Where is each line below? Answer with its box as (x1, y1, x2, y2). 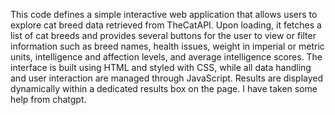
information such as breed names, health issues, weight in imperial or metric (10, 40, 325, 52)
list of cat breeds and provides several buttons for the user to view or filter (10, 30, 317, 41)
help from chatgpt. (10, 94, 87, 105)
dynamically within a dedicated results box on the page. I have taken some (10, 83, 318, 94)
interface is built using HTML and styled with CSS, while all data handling (10, 62, 312, 73)
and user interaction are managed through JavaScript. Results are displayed (10, 72, 324, 84)
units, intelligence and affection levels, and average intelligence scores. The (10, 51, 323, 63)
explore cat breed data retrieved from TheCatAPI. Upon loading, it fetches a (10, 19, 322, 31)
